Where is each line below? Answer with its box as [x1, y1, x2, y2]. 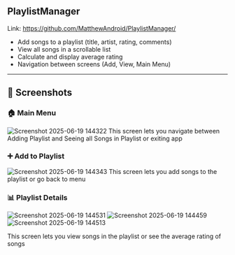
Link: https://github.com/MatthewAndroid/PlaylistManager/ [7, 24, 176, 32]
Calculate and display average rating [17, 52, 123, 61]
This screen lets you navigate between [108, 126, 220, 135]
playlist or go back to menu [7, 175, 86, 183]
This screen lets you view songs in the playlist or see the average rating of [7, 232, 222, 240]
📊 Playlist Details [7, 192, 68, 202]
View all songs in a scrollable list [17, 45, 111, 53]
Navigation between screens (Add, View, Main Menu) [17, 59, 171, 68]
